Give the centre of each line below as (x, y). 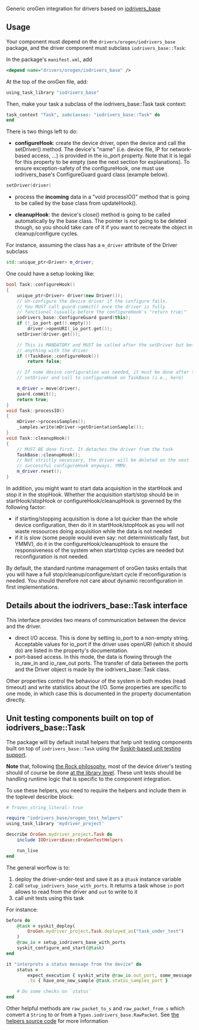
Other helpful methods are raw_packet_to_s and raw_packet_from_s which (95, 1009)
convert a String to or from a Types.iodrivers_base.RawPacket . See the (93, 1015)
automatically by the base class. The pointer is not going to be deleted (100, 221)
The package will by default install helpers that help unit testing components (99, 742)
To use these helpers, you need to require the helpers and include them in (96, 790)
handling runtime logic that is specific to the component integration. (89, 779)
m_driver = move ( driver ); (49, 388)
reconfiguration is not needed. (52, 556)
